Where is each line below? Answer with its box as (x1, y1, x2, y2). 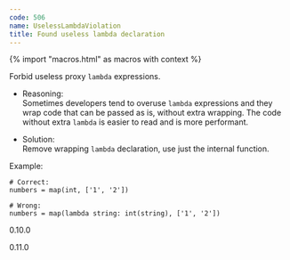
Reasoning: (21, 88, 64, 99)
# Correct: (9, 178, 50, 187)
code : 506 (9, 12, 46, 22)
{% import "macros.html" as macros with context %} (9, 54, 202, 65)
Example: (9, 161, 44, 172)
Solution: (21, 134, 55, 145)
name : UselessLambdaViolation (9, 21, 122, 30)
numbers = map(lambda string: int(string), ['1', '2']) (9, 209, 221, 218)
